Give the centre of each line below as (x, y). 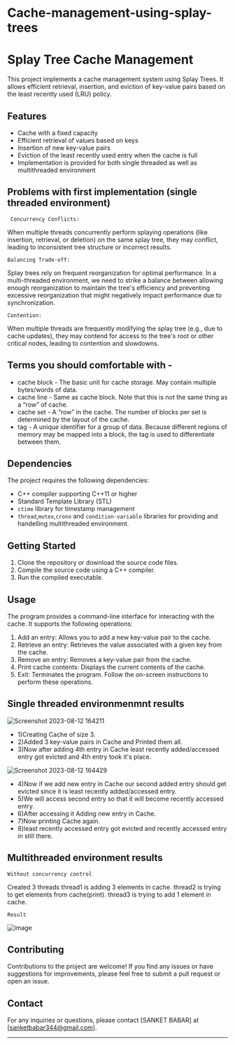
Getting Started (42, 546)
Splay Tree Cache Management (100, 60)
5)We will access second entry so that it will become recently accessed (120, 799)
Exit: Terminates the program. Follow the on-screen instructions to (113, 674)
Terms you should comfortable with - (90, 365)
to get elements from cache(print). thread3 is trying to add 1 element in (109, 895)
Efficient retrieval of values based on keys (78, 140)
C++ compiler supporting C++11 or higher (77, 494)
